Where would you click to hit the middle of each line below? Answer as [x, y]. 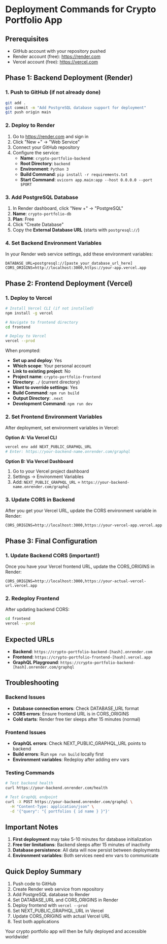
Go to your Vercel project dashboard [51, 471]
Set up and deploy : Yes [37, 360]
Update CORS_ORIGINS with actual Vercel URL [61, 916]
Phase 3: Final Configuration [51, 541]
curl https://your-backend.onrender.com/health [57, 788]
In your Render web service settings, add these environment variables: [79, 254]
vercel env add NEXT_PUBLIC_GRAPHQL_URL [49, 447]
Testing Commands [30, 772]
